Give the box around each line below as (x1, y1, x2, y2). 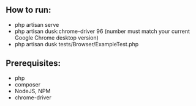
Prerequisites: (6, 58, 61, 69)
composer (14, 80, 41, 88)
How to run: (6, 5, 51, 15)
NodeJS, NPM (14, 87, 51, 94)
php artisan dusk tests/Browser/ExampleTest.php (14, 40, 139, 48)
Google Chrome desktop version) (14, 34, 99, 41)
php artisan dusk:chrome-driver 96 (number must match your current (14, 27, 190, 35)
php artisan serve (14, 21, 59, 28)
